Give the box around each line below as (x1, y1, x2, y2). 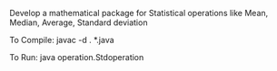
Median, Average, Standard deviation (9, 17, 148, 28)
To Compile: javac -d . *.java (9, 35, 115, 45)
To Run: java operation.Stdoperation (9, 52, 144, 62)
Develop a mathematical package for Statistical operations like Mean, (9, 8, 269, 18)
